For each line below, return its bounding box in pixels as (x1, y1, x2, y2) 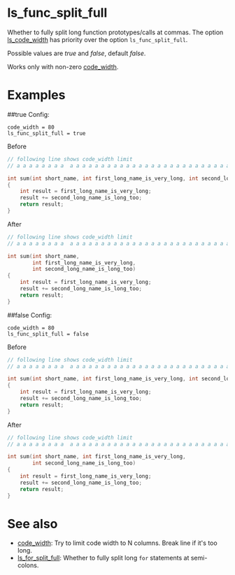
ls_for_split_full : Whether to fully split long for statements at (17, 554, 190, 562)
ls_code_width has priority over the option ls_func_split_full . (7, 35, 188, 43)
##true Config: (7, 110, 50, 118)
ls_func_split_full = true (7, 129, 86, 137)
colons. (17, 561, 39, 569)
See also (7, 516, 58, 532)
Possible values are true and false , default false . (7, 49, 146, 57)
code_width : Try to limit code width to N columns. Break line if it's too (17, 539, 218, 547)
